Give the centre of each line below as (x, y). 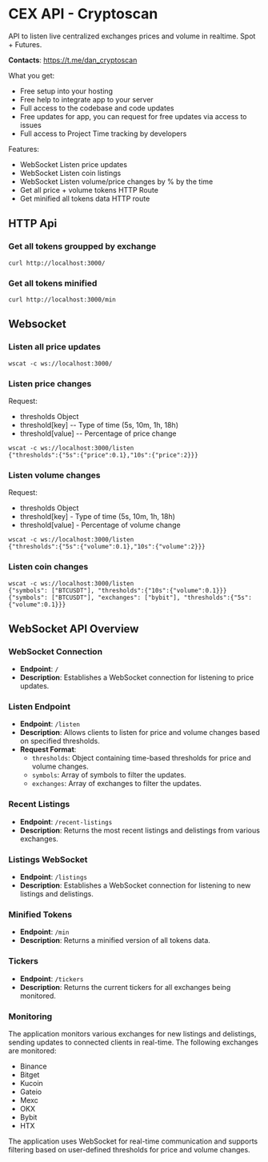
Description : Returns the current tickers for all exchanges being (125, 987)
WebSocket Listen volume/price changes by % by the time (116, 182)
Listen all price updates (55, 347)
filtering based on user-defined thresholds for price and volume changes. (129, 1149)
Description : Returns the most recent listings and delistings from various (140, 830)
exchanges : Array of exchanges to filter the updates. (117, 784)
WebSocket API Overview (74, 629)
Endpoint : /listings (54, 877)
